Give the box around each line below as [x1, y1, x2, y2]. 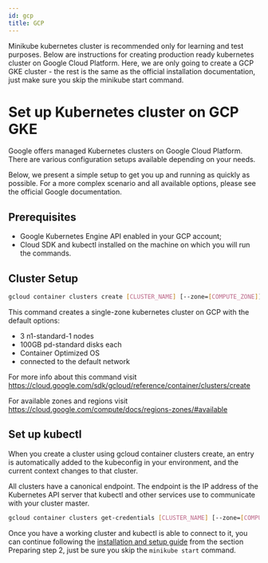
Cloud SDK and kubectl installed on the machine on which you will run [19, 240, 250, 250]
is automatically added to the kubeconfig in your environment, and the [8, 457, 239, 467]
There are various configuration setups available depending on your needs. [8, 155, 256, 165]
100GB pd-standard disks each [19, 339, 122, 349]
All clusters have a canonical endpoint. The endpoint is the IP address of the [8, 481, 259, 491]
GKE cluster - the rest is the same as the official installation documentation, [8, 66, 256, 76]
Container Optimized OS [19, 348, 100, 358]
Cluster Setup [8, 272, 78, 285]
